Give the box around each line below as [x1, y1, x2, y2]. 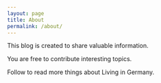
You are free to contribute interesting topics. [7, 55, 132, 63]
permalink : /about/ [7, 23, 63, 29]
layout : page [7, 10, 45, 17]
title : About [7, 16, 45, 23]
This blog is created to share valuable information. [7, 42, 149, 50]
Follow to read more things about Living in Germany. [7, 68, 155, 76]
